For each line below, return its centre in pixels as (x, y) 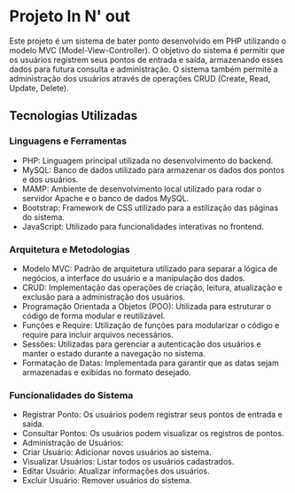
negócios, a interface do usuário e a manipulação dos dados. (133, 278)
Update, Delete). (39, 88)
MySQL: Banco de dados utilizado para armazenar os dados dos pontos (153, 169)
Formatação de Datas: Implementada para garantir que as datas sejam (150, 363)
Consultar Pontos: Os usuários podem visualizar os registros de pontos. (153, 434)
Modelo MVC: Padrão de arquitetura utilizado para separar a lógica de (150, 269)
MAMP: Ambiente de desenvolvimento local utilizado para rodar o (142, 189)
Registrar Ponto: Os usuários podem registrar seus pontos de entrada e (152, 415)
